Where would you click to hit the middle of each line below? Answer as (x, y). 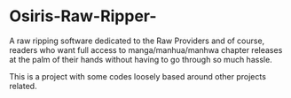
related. (23, 86)
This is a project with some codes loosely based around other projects (138, 76)
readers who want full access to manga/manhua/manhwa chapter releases (146, 49)
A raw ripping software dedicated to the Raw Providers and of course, (137, 41)
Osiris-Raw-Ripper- (83, 16)
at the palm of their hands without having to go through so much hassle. (141, 59)
